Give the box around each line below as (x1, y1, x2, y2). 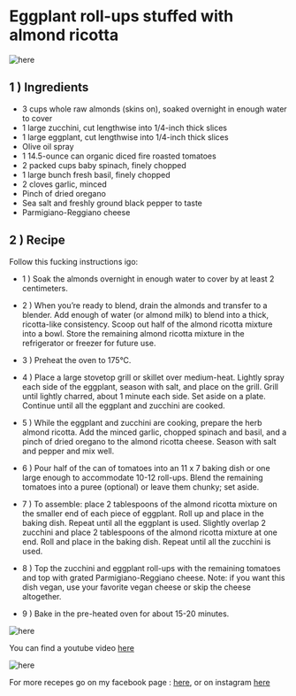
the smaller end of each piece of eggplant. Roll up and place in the (21, 507, 264, 519)
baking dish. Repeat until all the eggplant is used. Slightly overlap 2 (21, 517, 267, 528)
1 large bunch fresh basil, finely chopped (21, 169, 171, 180)
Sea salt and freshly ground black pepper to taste (21, 197, 203, 208)
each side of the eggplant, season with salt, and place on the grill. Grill (21, 381, 278, 391)
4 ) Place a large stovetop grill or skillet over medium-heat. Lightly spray (21, 372, 285, 383)
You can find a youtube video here (9, 642, 135, 653)
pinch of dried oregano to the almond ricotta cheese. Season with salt (21, 436, 277, 446)
